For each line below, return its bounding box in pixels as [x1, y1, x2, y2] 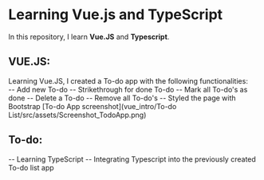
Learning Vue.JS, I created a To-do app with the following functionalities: [8, 76, 249, 85]
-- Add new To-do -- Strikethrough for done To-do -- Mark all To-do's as [8, 84, 248, 94]
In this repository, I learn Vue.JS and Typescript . [8, 32, 170, 41]
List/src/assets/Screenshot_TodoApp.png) [8, 110, 147, 119]
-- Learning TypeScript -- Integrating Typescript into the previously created [8, 154, 257, 164]
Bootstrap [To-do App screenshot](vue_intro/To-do [8, 101, 177, 111]
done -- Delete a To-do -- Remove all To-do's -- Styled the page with [8, 93, 237, 103]
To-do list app [8, 162, 54, 172]
